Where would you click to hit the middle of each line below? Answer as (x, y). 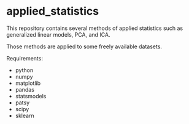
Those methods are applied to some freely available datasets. (84, 46)
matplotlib (28, 83)
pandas (25, 89)
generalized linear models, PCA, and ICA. (58, 34)
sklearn (25, 115)
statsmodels (31, 96)
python (24, 70)
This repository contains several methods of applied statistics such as (95, 28)
